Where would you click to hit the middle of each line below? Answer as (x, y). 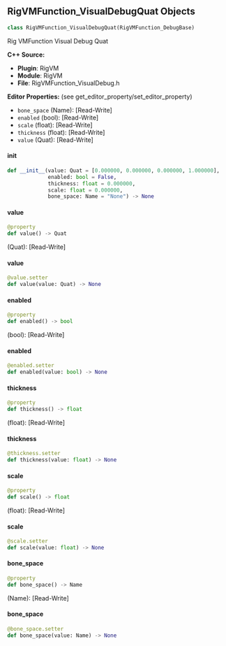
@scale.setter (28, 541)
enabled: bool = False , (82, 177)
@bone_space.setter (36, 629)
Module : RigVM (40, 76)
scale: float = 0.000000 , (85, 190)
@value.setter (28, 278)
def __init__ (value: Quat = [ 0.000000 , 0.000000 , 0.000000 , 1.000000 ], (113, 171)
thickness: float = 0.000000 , (92, 184)
